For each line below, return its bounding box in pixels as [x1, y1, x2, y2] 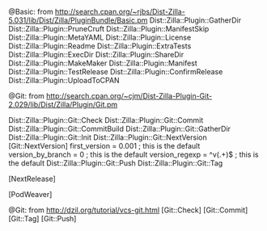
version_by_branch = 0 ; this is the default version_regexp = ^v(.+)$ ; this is [8, 149, 259, 159]
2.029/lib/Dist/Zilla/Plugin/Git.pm [8, 100, 118, 109]
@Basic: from [8, 7, 54, 16]
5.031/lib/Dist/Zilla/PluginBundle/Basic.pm [8, 15, 148, 25]
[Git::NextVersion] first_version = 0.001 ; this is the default [8, 141, 201, 150]
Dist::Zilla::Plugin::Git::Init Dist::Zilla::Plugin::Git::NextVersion [8, 132, 208, 142]
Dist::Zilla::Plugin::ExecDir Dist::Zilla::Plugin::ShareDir [8, 50, 184, 59]
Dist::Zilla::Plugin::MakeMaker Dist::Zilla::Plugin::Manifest [8, 58, 198, 68]
